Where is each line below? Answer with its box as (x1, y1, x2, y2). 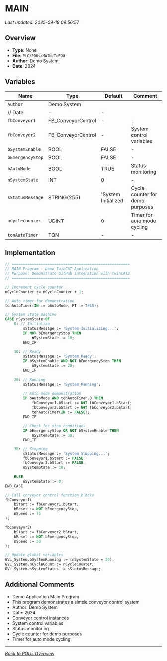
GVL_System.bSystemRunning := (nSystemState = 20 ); (5, 557, 114, 562)
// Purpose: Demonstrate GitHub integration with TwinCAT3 (5, 271, 130, 276)
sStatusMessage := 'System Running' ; (23, 382, 101, 387)
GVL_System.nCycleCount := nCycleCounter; (5, 562, 94, 567)
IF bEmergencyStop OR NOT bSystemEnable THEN (23, 428, 119, 433)
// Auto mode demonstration (23, 391, 81, 396)
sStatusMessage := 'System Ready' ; (23, 354, 97, 359)
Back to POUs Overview (5, 650, 55, 656)
